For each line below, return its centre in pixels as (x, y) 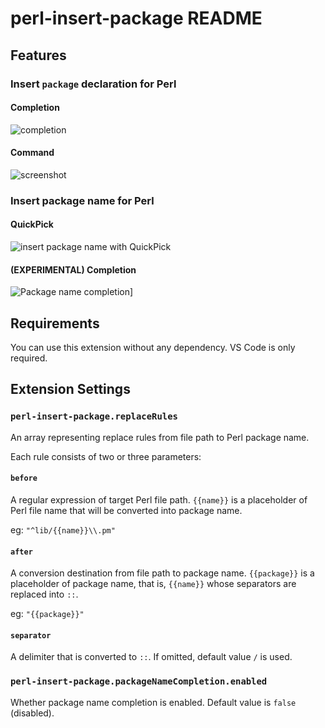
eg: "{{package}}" (47, 614)
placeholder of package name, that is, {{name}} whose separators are (153, 584)
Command (32, 153)
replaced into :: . (44, 594)
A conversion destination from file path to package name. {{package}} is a (162, 573)
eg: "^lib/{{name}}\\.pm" (63, 529)
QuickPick (32, 224)
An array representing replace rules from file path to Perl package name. (160, 437)
